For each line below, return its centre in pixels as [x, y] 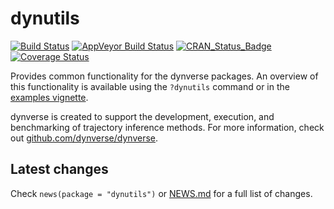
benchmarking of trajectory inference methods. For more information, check [167, 127]
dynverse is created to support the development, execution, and [142, 116]
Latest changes [59, 169]
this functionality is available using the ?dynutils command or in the [150, 86]
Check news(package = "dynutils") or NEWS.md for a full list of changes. [161, 193]
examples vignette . [49, 97]
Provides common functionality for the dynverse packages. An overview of [164, 76]
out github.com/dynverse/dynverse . [84, 138]
